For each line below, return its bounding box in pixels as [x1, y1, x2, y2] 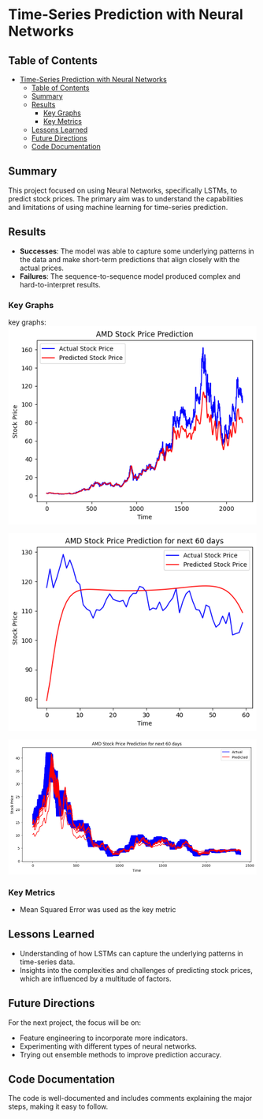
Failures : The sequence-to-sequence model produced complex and [19, 271, 241, 281]
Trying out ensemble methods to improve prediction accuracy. [19, 1050, 222, 1059]
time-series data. [19, 957, 76, 967]
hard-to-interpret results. [19, 280, 101, 289]
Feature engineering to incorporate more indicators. [19, 1033, 188, 1042]
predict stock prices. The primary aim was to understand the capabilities [8, 193, 244, 203]
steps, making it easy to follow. [8, 1102, 109, 1111]
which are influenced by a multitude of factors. [19, 974, 172, 983]
